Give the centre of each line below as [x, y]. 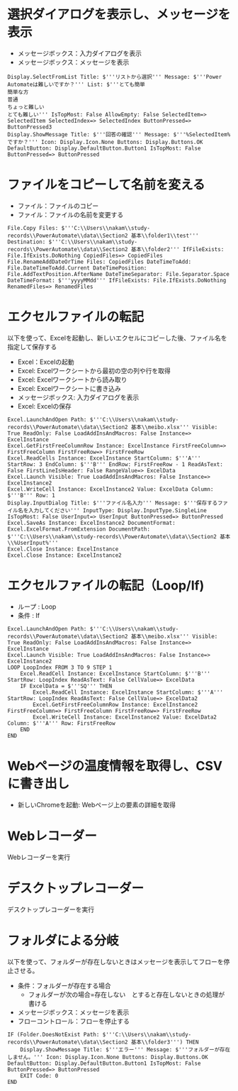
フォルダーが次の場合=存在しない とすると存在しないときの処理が [126, 995]
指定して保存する [32, 347]
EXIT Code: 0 [39, 1075]
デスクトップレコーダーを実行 [51, 909]
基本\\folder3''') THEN [165, 1042]
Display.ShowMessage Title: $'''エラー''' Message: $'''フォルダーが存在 [125, 1050]
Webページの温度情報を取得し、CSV [115, 766]
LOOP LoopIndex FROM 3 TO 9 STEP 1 [60, 668]
